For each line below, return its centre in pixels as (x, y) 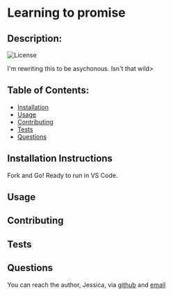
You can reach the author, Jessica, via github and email (86, 285)
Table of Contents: (48, 91)
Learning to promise (67, 13)
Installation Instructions (60, 159)
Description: (35, 39)
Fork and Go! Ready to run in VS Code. (63, 175)
